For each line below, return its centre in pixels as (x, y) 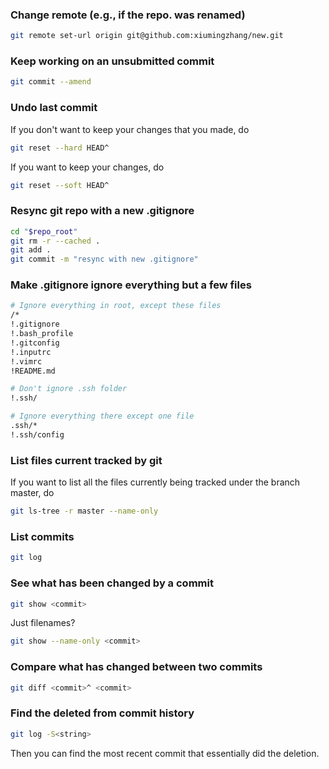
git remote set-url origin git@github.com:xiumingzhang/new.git (147, 36)
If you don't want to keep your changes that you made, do (130, 129)
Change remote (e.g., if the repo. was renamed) (128, 15)
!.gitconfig (35, 343)
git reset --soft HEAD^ (60, 185)
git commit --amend (51, 82)
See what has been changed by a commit (112, 583)
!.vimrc (26, 361)
